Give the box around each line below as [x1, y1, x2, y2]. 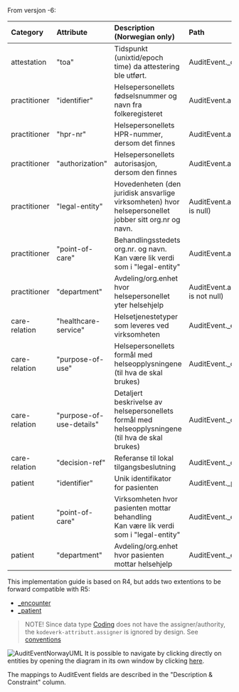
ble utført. [114, 70, 147, 80]
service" [56, 325, 85, 335]
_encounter [17, 599, 51, 607]
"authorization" [56, 159, 108, 168]
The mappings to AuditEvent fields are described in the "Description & [7, 671, 213, 678]
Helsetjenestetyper [114, 312, 179, 321]
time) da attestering [114, 62, 180, 71]
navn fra [114, 100, 142, 110]
